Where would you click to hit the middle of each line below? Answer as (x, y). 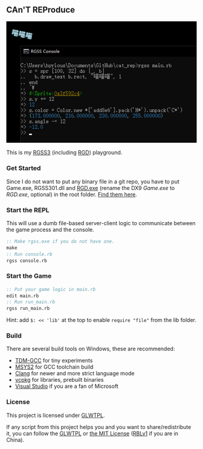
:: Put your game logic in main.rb (51, 289)
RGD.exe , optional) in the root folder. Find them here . (72, 194)
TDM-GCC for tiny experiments (54, 361)
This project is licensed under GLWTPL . (56, 415)
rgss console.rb (27, 261)
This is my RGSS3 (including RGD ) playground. (64, 152)
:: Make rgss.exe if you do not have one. (60, 241)
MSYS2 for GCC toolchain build (54, 367)
